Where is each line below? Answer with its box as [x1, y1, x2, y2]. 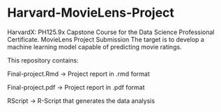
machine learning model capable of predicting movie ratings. [7, 42, 183, 51]
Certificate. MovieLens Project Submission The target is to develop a [7, 35, 204, 43]
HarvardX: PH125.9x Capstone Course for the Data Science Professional [7, 28, 215, 36]
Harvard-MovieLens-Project [7, 5, 174, 21]
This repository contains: [7, 56, 79, 64]
